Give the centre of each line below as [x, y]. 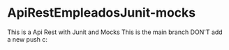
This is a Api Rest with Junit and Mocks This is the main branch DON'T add [115, 32]
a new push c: [27, 39]
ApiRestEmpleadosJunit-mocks [102, 13]
